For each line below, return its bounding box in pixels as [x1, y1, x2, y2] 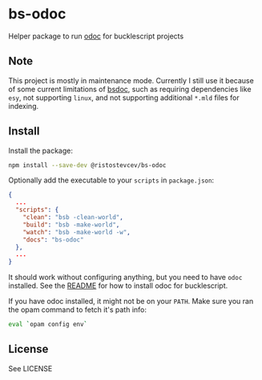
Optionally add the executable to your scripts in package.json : [8, 175, 215, 185]
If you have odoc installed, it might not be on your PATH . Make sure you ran [8, 297, 254, 306]
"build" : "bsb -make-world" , [22, 221, 120, 229]
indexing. [8, 101, 39, 110]
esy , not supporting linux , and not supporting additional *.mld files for [8, 93, 240, 102]
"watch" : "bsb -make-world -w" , [22, 228, 131, 236]
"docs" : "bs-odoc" [22, 235, 84, 244]
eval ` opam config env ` [8, 321, 88, 329]
